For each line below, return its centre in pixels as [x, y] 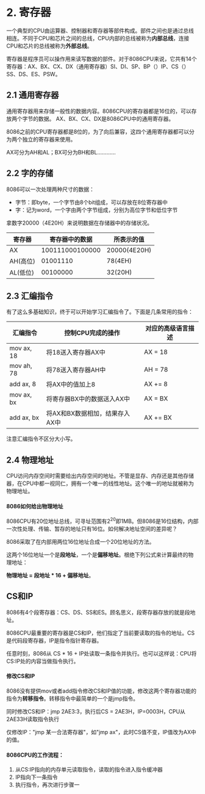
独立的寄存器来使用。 [49, 139]
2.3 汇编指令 [30, 296]
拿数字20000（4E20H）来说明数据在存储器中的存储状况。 [80, 223]
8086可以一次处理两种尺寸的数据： [50, 189]
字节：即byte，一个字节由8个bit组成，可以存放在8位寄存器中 [91, 202]
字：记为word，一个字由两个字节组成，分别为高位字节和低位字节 [96, 210]
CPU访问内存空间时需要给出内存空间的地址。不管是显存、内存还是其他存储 [100, 476]
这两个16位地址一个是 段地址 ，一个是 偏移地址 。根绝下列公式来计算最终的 [97, 555]
